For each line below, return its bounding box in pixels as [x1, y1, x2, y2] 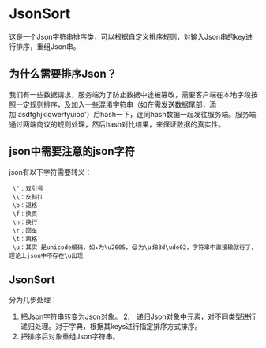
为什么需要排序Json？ [9, 67, 117, 81]
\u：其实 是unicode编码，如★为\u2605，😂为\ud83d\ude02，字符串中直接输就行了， [12, 243, 257, 252]
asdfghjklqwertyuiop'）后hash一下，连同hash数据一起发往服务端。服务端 [17, 109, 257, 119]
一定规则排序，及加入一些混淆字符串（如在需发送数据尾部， [15, 100, 210, 109]
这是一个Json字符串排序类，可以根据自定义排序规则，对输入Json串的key [9, 32, 246, 41]
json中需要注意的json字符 [9, 145, 135, 158]
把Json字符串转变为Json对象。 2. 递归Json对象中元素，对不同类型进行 [20, 312, 257, 321]
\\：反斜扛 [12, 193, 44, 201]
